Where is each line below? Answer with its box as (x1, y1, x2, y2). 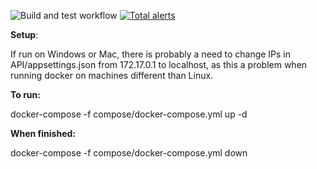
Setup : (10, 29, 39, 40)
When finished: (10, 128, 77, 139)
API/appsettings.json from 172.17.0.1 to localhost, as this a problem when (10, 59, 308, 70)
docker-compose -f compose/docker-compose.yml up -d (10, 108, 248, 120)
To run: (10, 89, 41, 100)
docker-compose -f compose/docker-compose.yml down (10, 147, 248, 159)
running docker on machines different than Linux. (10, 70, 214, 81)
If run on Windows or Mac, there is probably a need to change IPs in (10, 48, 292, 60)
